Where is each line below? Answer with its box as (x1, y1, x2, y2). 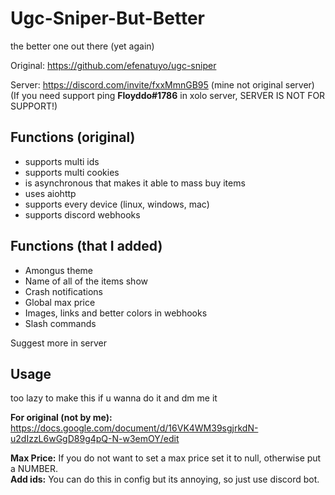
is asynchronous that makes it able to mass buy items (24, 177, 246, 189)
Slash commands (24, 317, 97, 329)
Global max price (24, 296, 96, 308)
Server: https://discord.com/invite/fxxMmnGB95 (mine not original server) (10, 78, 315, 91)
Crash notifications (24, 285, 103, 297)
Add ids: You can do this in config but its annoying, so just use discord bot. (10, 473, 320, 486)
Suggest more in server (10, 337, 107, 349)
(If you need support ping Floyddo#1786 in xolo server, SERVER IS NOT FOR (10, 89, 326, 101)
